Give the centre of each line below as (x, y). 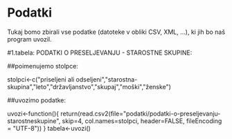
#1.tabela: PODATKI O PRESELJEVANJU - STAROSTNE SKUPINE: (100, 53)
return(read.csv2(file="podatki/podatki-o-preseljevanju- (141, 113)
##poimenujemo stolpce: (43, 66)
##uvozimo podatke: (37, 100)
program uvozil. (29, 39)
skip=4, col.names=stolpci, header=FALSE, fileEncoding (142, 121)
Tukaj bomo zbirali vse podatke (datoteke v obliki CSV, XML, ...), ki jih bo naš (116, 32)
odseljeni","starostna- (107, 79)
